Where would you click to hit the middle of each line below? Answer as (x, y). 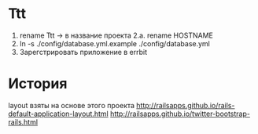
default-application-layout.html (58, 114)
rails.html (23, 121)
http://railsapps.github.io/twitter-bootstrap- (180, 114)
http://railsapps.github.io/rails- (186, 105)
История (38, 84)
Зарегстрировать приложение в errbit (83, 52)
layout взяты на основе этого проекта (72, 105)
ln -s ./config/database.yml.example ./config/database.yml (115, 43)
